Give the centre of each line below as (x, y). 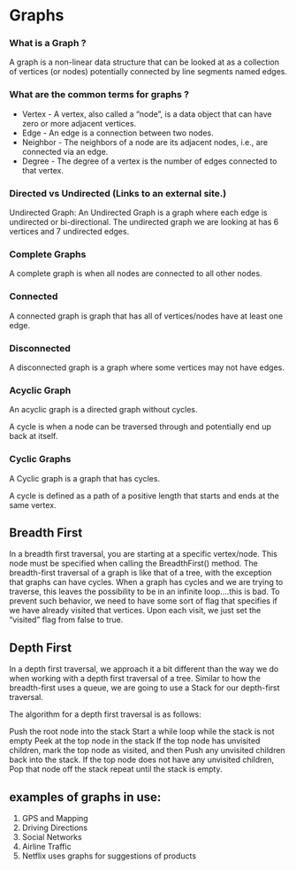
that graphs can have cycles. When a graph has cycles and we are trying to (146, 582)
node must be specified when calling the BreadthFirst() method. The (133, 564)
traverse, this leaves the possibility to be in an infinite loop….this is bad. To (144, 592)
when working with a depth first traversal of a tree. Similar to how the (135, 679)
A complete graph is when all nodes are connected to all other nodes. (136, 273)
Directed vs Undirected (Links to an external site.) (118, 193)
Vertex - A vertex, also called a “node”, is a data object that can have (147, 114)
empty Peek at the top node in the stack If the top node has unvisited (135, 741)
